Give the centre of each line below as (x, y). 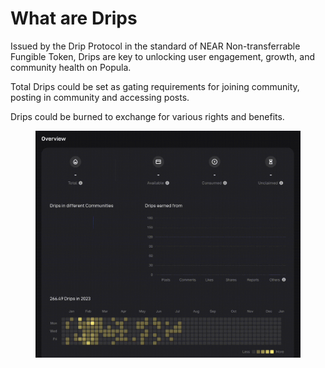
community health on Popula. (71, 67)
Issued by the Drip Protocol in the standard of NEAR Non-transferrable (155, 46)
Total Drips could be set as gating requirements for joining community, (155, 86)
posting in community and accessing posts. (100, 97)
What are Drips (74, 18)
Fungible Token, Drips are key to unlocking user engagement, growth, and (163, 56)
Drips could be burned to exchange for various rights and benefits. (147, 116)
